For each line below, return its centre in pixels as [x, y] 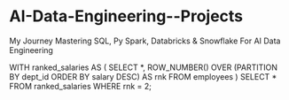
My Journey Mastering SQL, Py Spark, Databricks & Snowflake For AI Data [145, 41]
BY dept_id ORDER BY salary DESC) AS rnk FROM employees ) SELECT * [143, 76]
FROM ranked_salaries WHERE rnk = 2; [81, 86]
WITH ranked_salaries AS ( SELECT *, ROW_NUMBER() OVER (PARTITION [143, 67]
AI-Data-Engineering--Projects [126, 16]
